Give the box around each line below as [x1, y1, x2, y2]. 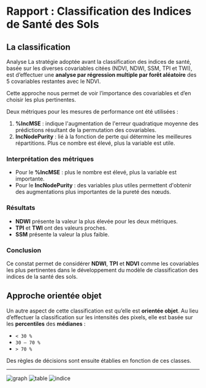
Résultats [6, 204, 36, 212]
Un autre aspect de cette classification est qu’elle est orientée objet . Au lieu [6, 307, 199, 314]
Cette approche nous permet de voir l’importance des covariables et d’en [6, 90, 191, 96]
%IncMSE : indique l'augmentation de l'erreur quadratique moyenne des [15, 120, 199, 127]
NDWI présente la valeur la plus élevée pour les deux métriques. [15, 217, 178, 225]
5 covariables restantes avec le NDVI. [6, 78, 101, 85]
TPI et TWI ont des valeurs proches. [15, 224, 107, 231]
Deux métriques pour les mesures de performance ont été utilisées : [6, 108, 179, 115]
